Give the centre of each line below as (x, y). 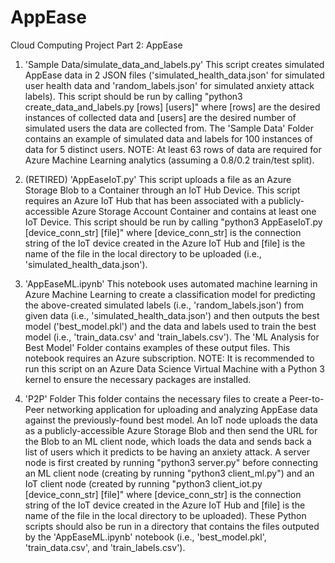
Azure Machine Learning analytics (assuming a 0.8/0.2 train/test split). (169, 160)
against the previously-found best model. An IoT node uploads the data (171, 420)
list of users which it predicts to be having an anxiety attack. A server (167, 452)
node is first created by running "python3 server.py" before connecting (171, 462)
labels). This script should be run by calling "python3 (133, 96)
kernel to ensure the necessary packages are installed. (138, 379)
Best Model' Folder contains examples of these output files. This (157, 347)
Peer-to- (306, 398)
